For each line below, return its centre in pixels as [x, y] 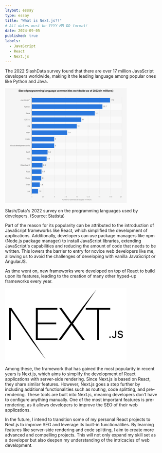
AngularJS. [16, 261]
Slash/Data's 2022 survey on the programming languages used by [72, 210]
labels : [13, 41]
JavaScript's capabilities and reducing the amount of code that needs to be [81, 246]
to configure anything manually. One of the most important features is [75, 400]
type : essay [17, 15]
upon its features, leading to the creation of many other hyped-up [71, 276]
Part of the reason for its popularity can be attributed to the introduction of [80, 225]
